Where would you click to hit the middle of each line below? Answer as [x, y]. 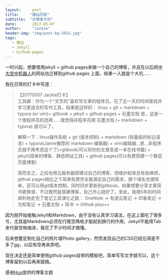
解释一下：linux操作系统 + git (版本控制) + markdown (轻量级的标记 [87, 137]
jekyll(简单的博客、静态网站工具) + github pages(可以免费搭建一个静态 [90, 156]
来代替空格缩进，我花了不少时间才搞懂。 [47, 228]
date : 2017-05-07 [30, 24]
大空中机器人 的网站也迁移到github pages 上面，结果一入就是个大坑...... [78, 73]
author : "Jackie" [28, 29]
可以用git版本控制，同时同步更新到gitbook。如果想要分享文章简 [96, 185]
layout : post [23, 10]
